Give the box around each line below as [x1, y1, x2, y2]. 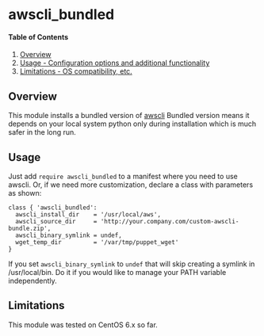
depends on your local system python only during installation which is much [8, 119, 257, 128]
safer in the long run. [8, 128, 77, 137]
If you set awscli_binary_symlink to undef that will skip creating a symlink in [8, 259, 255, 269]
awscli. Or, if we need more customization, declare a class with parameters [8, 180, 254, 189]
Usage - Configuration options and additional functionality [19, 58, 210, 68]
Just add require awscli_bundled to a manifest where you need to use [8, 172, 238, 181]
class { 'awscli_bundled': [8, 204, 98, 212]
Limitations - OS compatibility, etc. [19, 67, 132, 76]
